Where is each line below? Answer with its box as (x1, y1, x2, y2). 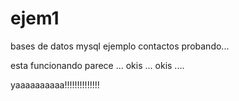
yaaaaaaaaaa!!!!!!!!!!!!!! (10, 78, 100, 91)
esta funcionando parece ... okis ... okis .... (10, 59, 185, 71)
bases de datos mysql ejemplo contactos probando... (10, 40, 230, 52)
